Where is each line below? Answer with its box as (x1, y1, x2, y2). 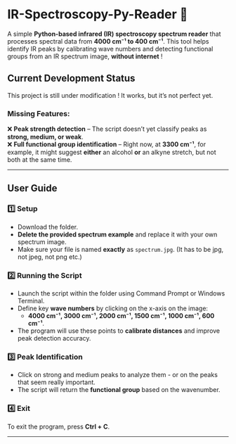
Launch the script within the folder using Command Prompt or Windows (17, 289, 225, 298)
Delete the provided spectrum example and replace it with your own (17, 230, 218, 239)
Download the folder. (17, 222, 79, 231)
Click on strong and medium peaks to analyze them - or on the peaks (17, 371, 218, 379)
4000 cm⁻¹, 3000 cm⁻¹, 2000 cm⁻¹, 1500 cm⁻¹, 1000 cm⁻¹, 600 (27, 312, 215, 320)
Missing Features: (7, 108, 70, 118)
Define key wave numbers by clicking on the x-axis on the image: (17, 304, 209, 312)
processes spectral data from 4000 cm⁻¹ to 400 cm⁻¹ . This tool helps (7, 37, 209, 45)
